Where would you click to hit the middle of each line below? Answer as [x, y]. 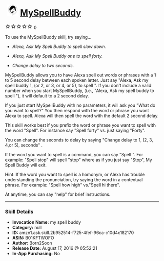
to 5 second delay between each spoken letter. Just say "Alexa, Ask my [77, 80]
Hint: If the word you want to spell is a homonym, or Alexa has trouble [75, 174]
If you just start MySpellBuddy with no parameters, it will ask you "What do [80, 105]
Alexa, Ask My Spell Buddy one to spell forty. [57, 56]
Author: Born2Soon [32, 243]
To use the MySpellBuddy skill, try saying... [48, 37]
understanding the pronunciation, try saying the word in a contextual [74, 179]
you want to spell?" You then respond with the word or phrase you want [77, 110]
